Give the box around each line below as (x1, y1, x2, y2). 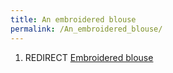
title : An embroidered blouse (10, 14, 137, 25)
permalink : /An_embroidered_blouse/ (10, 24, 163, 34)
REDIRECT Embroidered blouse (24, 51, 154, 63)
